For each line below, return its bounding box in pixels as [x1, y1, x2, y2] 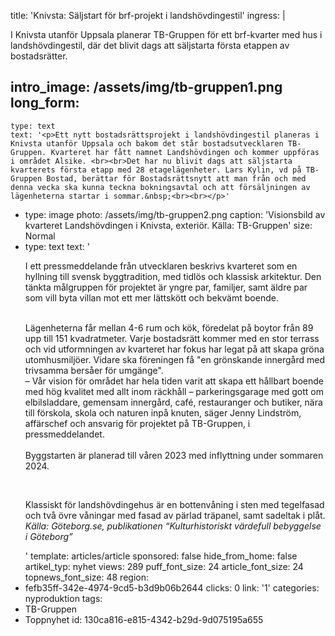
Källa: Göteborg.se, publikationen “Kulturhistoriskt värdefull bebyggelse [24, 520, 322, 532]
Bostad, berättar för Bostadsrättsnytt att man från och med [46, 173, 307, 184]
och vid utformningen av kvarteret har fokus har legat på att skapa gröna [24, 343, 325, 355]
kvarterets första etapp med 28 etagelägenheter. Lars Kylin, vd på [10, 165, 302, 175]
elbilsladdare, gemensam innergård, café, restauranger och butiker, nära [24, 396, 323, 408]
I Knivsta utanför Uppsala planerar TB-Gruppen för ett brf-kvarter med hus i [10, 29, 323, 40]
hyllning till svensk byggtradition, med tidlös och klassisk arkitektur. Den [24, 270, 322, 282]
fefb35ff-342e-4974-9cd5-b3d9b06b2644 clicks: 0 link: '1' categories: [24, 581, 320, 594]
